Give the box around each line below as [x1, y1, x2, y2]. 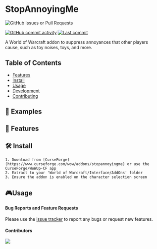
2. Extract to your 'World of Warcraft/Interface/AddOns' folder [5, 170, 143, 176]
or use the [127, 162, 150, 167]
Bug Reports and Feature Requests [5, 205, 78, 211]
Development [12, 88, 40, 94]
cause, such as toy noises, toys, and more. [5, 44, 93, 50]
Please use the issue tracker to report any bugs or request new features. [5, 216, 153, 222]
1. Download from [5, 157, 41, 162]
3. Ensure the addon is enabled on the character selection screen [5, 175, 148, 180]
